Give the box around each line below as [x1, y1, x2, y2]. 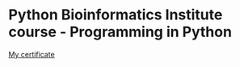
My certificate [8, 49, 55, 59]
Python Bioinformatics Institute [8, 6, 223, 24]
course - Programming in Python [8, 23, 233, 41]
